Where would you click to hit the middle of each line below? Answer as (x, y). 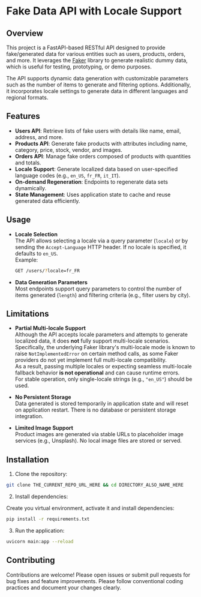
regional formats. (27, 97)
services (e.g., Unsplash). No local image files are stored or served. (98, 441)
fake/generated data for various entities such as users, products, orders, (96, 54)
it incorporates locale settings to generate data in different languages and (97, 91)
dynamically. (31, 188)
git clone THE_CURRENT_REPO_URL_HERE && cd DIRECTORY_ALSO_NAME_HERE (95, 485)
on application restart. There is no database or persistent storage (95, 410)
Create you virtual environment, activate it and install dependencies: (90, 508)
